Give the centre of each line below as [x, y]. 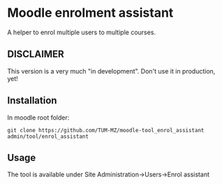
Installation [32, 100]
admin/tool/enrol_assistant [48, 136]
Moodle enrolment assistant [90, 13]
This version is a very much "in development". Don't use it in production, [111, 71]
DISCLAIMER [36, 54]
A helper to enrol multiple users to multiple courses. [81, 32]
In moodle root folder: [38, 118]
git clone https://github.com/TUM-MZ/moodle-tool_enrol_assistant [106, 130]
